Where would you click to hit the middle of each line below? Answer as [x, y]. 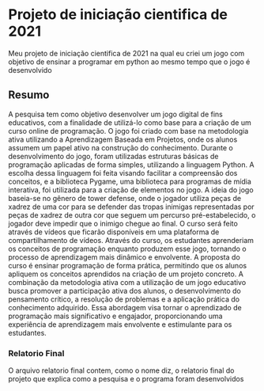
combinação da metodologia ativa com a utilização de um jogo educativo [127, 282]
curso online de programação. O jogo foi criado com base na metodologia [128, 131]
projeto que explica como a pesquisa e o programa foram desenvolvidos [126, 379]
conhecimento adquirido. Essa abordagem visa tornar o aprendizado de [125, 307]
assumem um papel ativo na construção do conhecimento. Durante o [121, 147]
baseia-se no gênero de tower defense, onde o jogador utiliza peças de [125, 198]
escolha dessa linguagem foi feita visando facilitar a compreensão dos [123, 173]
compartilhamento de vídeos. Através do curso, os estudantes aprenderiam [131, 240]
